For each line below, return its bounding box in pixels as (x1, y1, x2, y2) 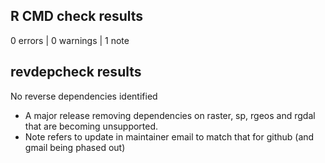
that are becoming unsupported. (24, 120, 159, 132)
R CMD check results (10, 8, 144, 25)
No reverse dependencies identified (10, 90, 158, 102)
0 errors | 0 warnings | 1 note (10, 34, 130, 46)
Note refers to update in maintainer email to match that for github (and (24, 130, 315, 143)
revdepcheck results (10, 64, 142, 81)
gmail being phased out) (24, 141, 126, 153)
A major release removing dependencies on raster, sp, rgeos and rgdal (24, 109, 316, 121)
